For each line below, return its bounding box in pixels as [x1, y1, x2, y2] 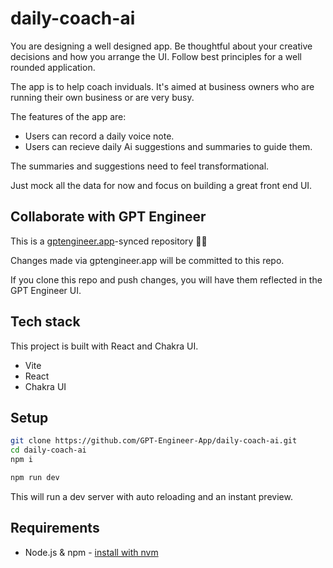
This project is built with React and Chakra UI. [10, 340, 199, 352]
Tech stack [10, 313, 81, 331]
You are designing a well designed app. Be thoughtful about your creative [10, 40, 313, 52]
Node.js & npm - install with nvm [24, 546, 159, 558]
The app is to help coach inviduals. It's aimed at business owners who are [10, 80, 315, 92]
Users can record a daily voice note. [24, 130, 175, 142]
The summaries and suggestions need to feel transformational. [10, 160, 270, 172]
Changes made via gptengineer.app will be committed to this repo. [10, 254, 285, 266]
